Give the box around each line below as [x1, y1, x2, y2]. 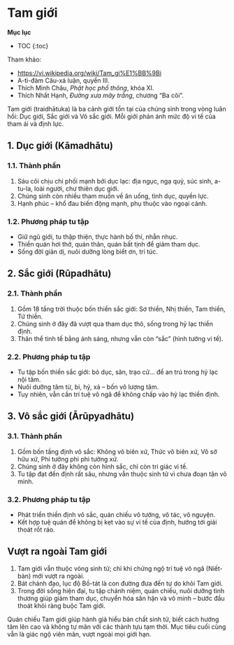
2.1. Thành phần [7, 289, 63, 298]
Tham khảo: [7, 55, 42, 64]
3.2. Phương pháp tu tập [7, 494, 91, 504]
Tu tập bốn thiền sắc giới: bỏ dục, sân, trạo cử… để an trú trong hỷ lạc [17, 368, 219, 376]
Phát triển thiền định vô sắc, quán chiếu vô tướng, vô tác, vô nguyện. [17, 510, 216, 519]
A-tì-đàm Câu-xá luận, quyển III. [17, 76, 110, 85]
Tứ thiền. [17, 312, 43, 320]
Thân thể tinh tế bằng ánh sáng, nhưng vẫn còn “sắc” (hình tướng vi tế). [17, 334, 224, 342]
